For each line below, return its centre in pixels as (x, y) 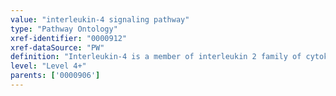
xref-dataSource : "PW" (57, 47)
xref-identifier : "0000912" (69, 38)
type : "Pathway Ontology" (64, 29)
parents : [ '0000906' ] (55, 76)
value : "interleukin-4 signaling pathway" (100, 19)
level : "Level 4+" (48, 66)
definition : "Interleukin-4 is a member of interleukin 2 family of (156, 57)
